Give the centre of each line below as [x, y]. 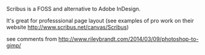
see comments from [32, 39]
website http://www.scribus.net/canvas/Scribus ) [68, 27]
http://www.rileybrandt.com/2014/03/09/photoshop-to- [128, 39]
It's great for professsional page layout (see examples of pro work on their [100, 20]
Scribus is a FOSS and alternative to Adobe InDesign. [74, 9]
